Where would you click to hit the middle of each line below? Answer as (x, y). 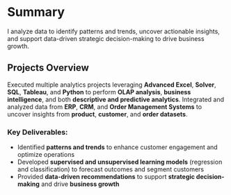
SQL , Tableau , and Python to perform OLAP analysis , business (99, 92)
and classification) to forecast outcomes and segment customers (110, 169)
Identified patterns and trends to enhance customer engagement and (117, 147)
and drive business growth (80, 184)
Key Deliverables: (38, 132)
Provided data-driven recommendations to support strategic (106, 177)
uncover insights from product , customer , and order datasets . (97, 114)
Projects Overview (48, 68)
